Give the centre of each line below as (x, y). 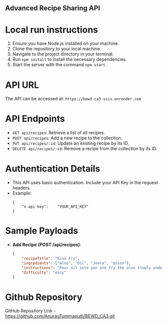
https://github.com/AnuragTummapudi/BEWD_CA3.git (60, 316)
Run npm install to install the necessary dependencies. (70, 59)
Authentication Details (53, 169)
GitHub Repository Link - (31, 311)
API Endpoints (35, 119)
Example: (22, 193)
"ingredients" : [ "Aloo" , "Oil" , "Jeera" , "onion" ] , (76, 263)
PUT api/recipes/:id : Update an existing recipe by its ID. (71, 143)
